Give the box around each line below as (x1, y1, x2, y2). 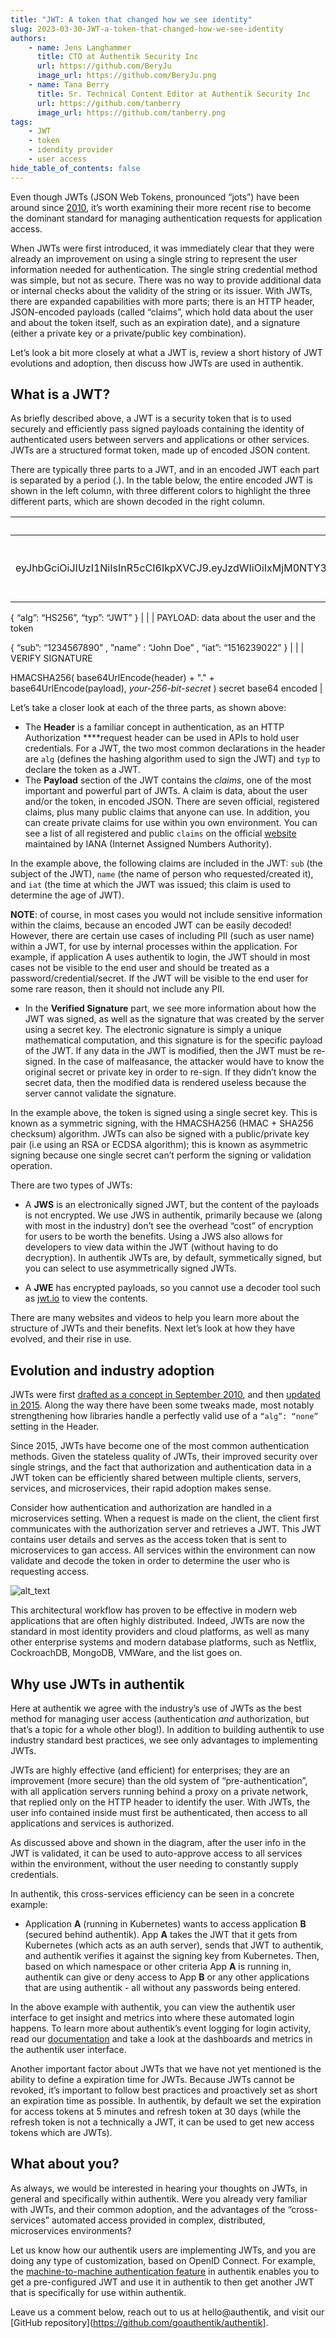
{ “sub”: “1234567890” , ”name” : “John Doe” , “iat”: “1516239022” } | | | (10, 642, 305, 654)
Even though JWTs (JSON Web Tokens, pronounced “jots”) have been (10, 191, 300, 203)
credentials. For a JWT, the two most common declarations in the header (24, 742, 326, 755)
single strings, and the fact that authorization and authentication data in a (10, 1461, 312, 1473)
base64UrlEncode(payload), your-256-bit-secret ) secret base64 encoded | (10, 682, 323, 695)
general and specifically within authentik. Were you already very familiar (10, 2192, 308, 2205)
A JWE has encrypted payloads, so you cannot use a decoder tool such (24, 1282, 322, 1294)
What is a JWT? (10, 386, 111, 403)
